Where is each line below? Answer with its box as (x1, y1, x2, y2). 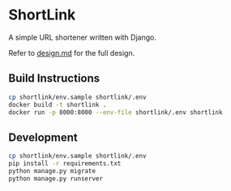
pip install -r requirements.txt (8, 159, 122, 168)
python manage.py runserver (8, 174, 104, 183)
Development (8, 130, 79, 144)
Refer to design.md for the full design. (8, 48, 135, 57)
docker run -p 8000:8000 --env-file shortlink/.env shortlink (8, 108, 223, 117)
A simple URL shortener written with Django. (8, 32, 156, 42)
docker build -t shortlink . (8, 100, 107, 108)
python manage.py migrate (8, 167, 96, 175)
